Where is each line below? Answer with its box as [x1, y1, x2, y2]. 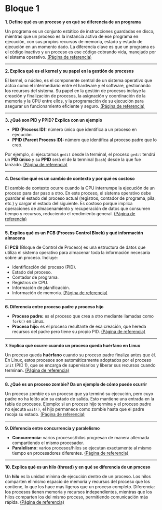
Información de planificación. [12, 285, 70, 290]
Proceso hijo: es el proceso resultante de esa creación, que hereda [12, 323, 146, 329]
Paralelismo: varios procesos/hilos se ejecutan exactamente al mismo [12, 445, 152, 451]
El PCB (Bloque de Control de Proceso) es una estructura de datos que [5, 244, 146, 250]
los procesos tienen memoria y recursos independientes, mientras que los [5, 489, 152, 494]
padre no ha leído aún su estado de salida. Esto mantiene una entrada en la [5, 396, 154, 401]
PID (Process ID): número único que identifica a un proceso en [12, 127, 137, 132]
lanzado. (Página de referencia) [5, 161, 67, 167]
